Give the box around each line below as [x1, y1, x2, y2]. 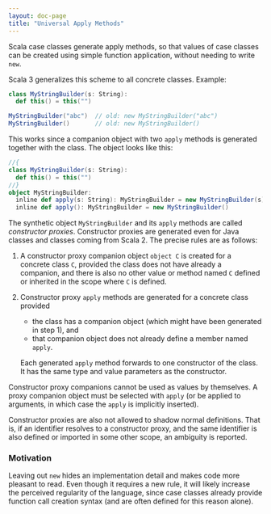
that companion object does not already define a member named [31, 334, 248, 343]
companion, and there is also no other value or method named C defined [19, 268, 261, 278]
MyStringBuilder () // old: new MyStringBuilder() [8, 120, 200, 128]
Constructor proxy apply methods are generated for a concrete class [19, 293, 248, 302]
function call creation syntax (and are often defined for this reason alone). [8, 496, 254, 506]
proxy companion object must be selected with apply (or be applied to [8, 391, 241, 401]
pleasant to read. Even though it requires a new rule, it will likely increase [8, 479, 251, 489]
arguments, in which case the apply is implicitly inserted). [8, 399, 199, 409]
